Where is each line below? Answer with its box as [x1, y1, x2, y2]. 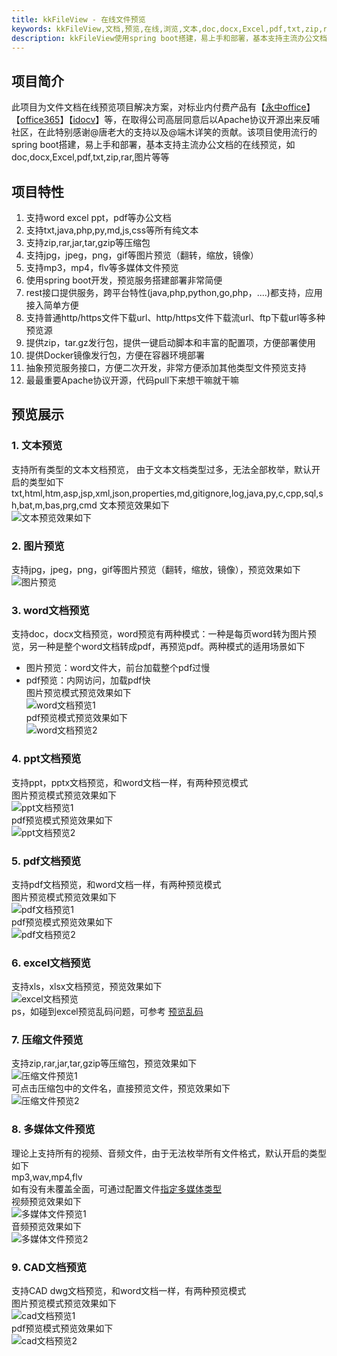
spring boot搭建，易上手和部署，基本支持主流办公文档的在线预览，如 [11, 139, 296, 151]
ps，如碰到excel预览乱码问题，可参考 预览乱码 [11, 1006, 204, 1018]
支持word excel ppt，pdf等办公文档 [25, 212, 172, 223]
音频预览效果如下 [11, 1220, 82, 1232]
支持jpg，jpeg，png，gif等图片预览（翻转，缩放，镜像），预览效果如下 [11, 563, 301, 575]
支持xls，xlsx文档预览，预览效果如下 [11, 981, 163, 993]
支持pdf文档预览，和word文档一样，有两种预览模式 [11, 878, 222, 890]
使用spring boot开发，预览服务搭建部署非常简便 [25, 274, 223, 286]
